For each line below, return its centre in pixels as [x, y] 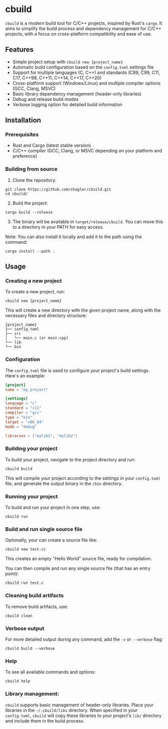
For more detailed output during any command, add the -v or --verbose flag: [84, 639]
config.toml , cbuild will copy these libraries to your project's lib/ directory [83, 715]
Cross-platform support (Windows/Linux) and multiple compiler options [87, 83]
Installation [23, 120]
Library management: [32, 694]
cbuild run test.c [24, 583]
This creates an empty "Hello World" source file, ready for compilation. [79, 559]
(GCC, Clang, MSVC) [34, 88]
